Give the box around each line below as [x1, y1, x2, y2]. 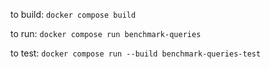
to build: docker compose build [10, 9, 137, 20]
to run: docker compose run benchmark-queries [10, 28, 202, 39]
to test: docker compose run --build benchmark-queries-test [10, 47, 262, 59]
